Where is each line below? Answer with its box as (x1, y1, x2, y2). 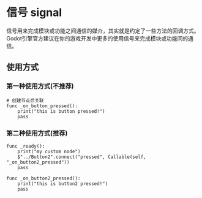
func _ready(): (6, 143, 45, 149)
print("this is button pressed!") (17, 108, 105, 114)
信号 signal (6, 6, 62, 20)
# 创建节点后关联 (6, 97, 44, 104)
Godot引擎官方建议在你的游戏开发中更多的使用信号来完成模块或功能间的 (6, 34, 189, 42)
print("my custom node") (17, 148, 81, 154)
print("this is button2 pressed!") (17, 180, 108, 187)
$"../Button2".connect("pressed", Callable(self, (17, 154, 147, 160)
